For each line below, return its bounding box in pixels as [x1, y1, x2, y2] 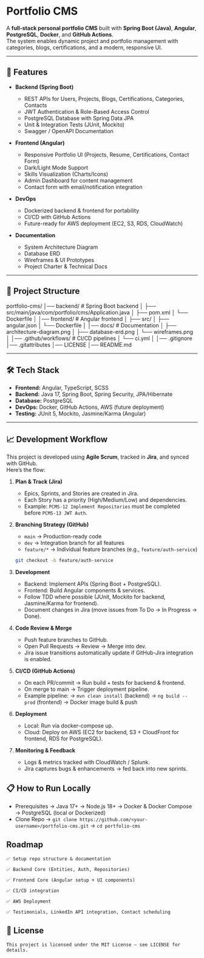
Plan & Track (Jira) [15, 478, 63, 485]
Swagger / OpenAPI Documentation [24, 127, 114, 134]
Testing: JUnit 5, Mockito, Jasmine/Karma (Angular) [15, 410, 146, 417]
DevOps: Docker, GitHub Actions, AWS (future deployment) [15, 403, 165, 411]
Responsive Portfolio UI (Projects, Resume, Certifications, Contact [24, 151, 189, 158]
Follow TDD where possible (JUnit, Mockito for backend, [24, 593, 166, 600]
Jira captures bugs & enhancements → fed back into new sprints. [24, 765, 188, 772]
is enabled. [24, 656, 52, 663]
